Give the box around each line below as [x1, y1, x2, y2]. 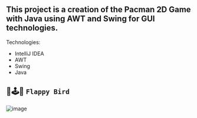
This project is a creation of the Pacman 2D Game [6, 5, 191, 15]
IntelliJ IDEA [14, 50, 44, 57]
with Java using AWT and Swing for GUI [6, 14, 155, 24]
